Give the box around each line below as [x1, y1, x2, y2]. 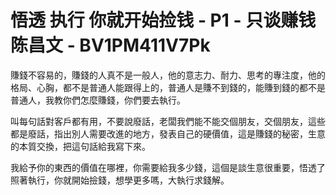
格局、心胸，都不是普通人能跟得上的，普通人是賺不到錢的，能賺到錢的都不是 [10, 81, 326, 93]
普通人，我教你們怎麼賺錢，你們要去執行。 [10, 94, 186, 106]
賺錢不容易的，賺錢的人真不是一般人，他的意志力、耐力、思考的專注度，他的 [10, 69, 326, 81]
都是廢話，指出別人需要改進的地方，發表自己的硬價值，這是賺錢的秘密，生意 [10, 127, 326, 140]
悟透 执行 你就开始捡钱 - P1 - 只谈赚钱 [10, 9, 317, 32]
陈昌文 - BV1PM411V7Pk [10, 34, 211, 57]
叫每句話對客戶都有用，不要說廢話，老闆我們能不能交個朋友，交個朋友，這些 [10, 115, 326, 127]
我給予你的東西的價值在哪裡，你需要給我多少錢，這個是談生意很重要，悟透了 [10, 161, 326, 173]
